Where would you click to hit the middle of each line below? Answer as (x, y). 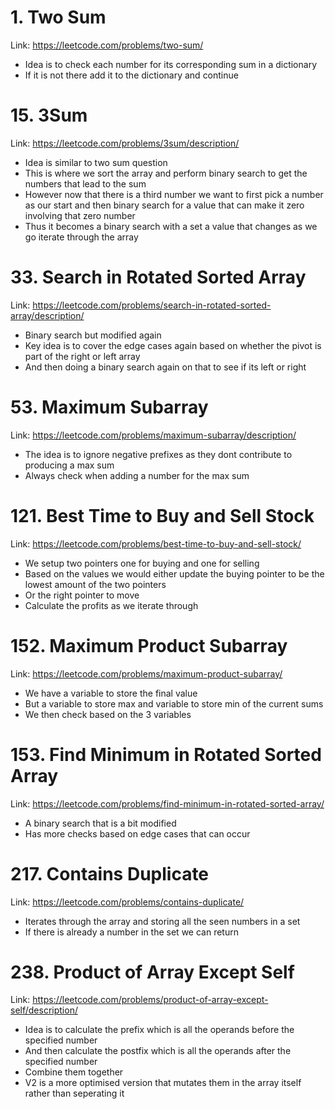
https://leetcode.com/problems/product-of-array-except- (150, 1000)
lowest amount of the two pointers (95, 584)
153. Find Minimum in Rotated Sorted (166, 754)
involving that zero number (80, 215)
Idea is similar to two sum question (96, 162)
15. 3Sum (49, 115)
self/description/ (44, 1010)
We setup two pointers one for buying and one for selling (142, 563)
